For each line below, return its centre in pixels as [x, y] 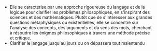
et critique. [20, 38]
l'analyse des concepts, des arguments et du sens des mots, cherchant [81, 28]
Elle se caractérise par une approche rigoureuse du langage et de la [77, 7]
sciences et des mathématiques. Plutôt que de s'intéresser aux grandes [81, 17]
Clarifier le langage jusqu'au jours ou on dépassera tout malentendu [77, 43]
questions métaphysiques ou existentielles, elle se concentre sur [74, 22]
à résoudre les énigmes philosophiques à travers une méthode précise [80, 33]
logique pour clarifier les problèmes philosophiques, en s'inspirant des [80, 12]
